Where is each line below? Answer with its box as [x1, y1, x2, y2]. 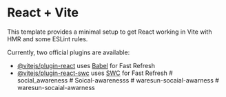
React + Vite [7, 5, 79, 21]
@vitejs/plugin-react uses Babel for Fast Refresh [17, 61, 156, 69]
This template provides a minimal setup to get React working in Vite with [7, 28, 212, 36]
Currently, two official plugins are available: [7, 48, 130, 56]
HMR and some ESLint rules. [7, 34, 88, 43]
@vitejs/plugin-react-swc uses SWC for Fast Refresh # [17, 69, 174, 77]
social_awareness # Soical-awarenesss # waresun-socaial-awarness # [17, 76, 219, 84]
